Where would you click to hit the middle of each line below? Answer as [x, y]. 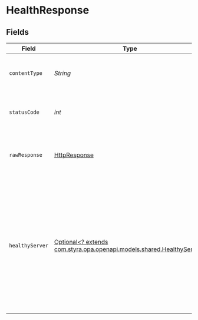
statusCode [24, 112]
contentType [26, 73]
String [62, 73]
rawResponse [26, 155]
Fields [18, 32]
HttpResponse [74, 155]
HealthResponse [48, 10]
